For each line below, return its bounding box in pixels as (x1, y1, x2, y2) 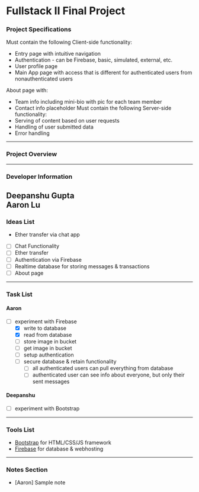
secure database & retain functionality (23, 358, 117, 365)
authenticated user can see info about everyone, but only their (32, 371, 185, 378)
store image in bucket (23, 338, 77, 345)
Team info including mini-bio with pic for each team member (14, 98, 162, 105)
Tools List (6, 425, 35, 433)
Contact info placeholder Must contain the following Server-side (14, 105, 172, 112)
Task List (6, 290, 33, 298)
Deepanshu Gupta (6, 191, 75, 201)
